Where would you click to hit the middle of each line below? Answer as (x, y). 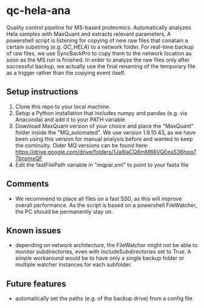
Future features (36, 284)
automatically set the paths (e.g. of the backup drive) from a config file (104, 298)
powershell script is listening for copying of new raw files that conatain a (97, 40)
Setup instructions (42, 92)
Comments (28, 184)
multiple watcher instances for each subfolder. (73, 265)
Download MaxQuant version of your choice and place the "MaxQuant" (104, 126)
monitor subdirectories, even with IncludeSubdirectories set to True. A (103, 252)
